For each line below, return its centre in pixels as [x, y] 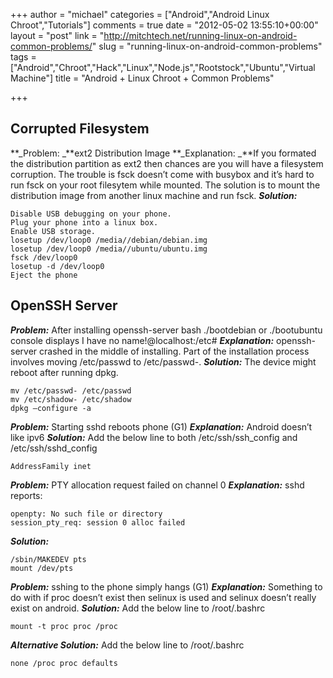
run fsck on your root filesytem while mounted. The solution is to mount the [165, 185]
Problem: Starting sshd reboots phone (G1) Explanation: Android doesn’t [161, 426]
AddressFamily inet [51, 466]
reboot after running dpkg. [64, 372]
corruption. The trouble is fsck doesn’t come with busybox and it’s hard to [162, 174]
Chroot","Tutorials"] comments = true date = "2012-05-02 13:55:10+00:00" [164, 25]
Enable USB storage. [53, 231]
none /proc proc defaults [64, 663]
